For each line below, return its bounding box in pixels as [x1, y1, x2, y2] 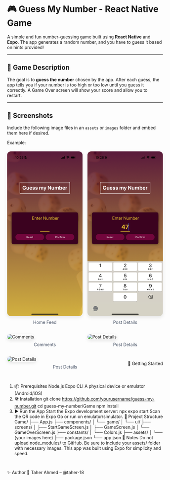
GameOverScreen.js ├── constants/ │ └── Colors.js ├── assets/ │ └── [14, 429, 163, 435]
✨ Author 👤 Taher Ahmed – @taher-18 [7, 470, 85, 476]
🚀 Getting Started [127, 360, 163, 367]
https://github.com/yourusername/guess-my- [62, 396, 155, 402]
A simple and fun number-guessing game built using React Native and [7, 34, 151, 40]
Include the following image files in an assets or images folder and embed [7, 125, 156, 131]
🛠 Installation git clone [14, 396, 61, 402]
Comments [34, 342, 56, 347]
